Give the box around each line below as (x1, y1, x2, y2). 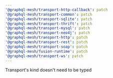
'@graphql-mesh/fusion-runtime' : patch (5, 49, 88, 54)
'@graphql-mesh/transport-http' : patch (5, 35, 88, 40)
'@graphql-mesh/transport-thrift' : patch (5, 21, 93, 26)
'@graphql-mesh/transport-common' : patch (5, 12, 93, 17)
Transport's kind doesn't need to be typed (5, 67, 92, 73)
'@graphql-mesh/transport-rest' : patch (5, 40, 88, 45)
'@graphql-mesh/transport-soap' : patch (5, 44, 88, 49)
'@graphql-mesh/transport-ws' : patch (5, 53, 84, 59)
